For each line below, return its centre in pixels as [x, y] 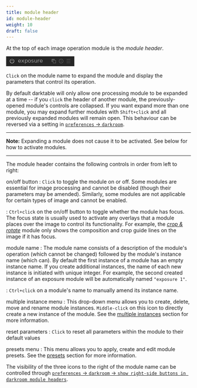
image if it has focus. [31, 236]
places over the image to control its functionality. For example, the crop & [95, 224]
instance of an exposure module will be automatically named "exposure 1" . [96, 279]
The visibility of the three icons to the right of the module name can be [91, 367]
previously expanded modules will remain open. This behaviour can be [91, 118]
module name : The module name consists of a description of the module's [97, 248]
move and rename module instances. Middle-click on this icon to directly [95, 308]
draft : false [22, 31]
